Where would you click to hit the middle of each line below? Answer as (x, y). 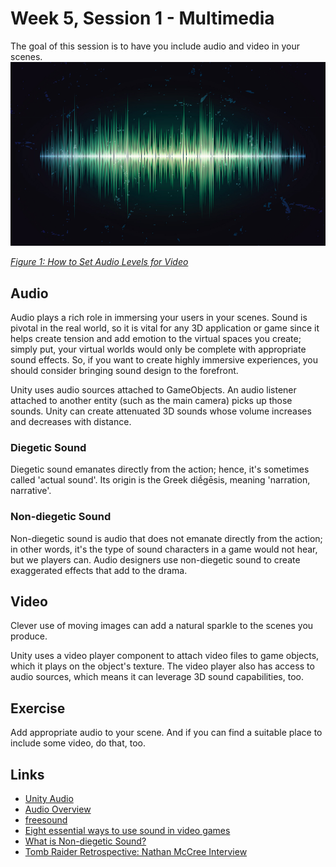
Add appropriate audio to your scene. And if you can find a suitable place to (166, 733)
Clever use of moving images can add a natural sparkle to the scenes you (162, 626)
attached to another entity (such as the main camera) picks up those (151, 401)
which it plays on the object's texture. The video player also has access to (162, 666)
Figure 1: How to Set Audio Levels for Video (99, 262)
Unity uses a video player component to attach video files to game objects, (165, 656)
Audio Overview (58, 809)
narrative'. (31, 491)
